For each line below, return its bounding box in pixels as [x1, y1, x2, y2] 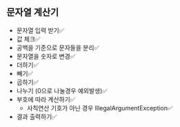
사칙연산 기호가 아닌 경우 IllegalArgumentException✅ [26, 104, 173, 112]
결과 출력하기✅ [16, 113, 57, 121]
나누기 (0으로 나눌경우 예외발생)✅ [16, 86, 108, 95]
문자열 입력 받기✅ [16, 26, 65, 35]
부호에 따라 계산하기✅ [16, 95, 76, 104]
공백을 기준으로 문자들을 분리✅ [16, 43, 99, 52]
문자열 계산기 [6, 6, 59, 19]
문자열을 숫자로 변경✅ [16, 52, 76, 60]
